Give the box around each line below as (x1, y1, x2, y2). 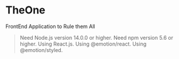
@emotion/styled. (19, 46, 63, 53)
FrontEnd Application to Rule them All (5, 23, 95, 30)
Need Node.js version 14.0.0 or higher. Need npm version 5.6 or (19, 34, 174, 41)
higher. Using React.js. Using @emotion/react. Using (19, 40, 147, 47)
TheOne (5, 4, 46, 17)
